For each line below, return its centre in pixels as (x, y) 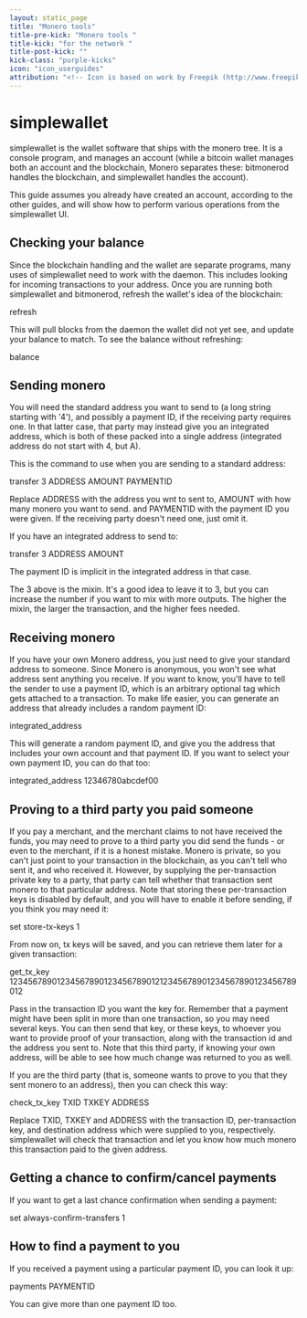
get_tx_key (30, 971)
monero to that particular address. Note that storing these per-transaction (148, 889)
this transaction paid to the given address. (89, 1149)
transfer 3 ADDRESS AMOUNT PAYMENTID (91, 481)
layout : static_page (49, 18)
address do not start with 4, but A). (75, 446)
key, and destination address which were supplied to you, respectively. (143, 1130)
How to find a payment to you (95, 1246)
